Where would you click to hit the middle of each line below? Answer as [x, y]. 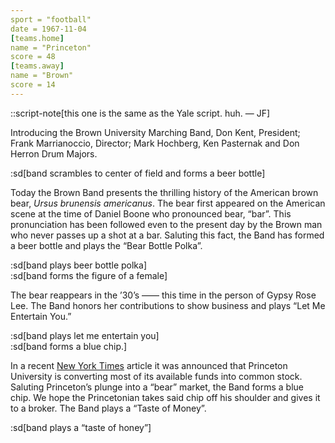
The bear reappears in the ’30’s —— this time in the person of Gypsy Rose [163, 295]
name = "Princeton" [51, 47]
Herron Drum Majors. [54, 153]
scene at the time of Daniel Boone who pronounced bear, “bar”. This [151, 213]
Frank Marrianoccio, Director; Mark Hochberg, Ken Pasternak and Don [155, 143]
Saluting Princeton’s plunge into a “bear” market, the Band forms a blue [157, 387]
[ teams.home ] [37, 38]
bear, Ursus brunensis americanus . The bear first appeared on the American [168, 203]
